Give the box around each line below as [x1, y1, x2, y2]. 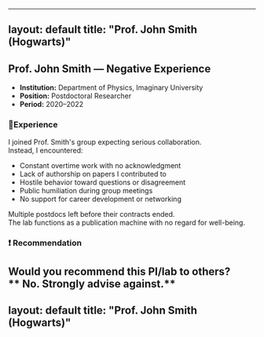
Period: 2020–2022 [19, 100, 84, 109]
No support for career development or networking [19, 194, 182, 203]
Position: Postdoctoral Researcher [19, 91, 132, 101]
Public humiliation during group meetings [19, 185, 153, 195]
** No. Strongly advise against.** [8, 277, 176, 291]
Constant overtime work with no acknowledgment [19, 160, 181, 170]
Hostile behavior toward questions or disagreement [19, 178, 186, 187]
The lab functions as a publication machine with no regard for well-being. [8, 218, 246, 227]
